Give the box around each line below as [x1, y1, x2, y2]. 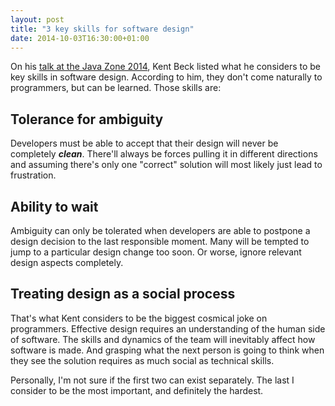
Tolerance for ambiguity [10, 111, 164, 128]
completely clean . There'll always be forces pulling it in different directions [10, 148, 318, 160]
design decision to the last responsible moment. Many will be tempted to [10, 236, 310, 247]
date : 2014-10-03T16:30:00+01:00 [10, 33, 150, 43]
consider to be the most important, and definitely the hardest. [10, 384, 264, 396]
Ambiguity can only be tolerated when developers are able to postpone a [10, 225, 311, 236]
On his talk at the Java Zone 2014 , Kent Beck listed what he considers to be [10, 61, 322, 73]
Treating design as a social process [10, 286, 236, 303]
